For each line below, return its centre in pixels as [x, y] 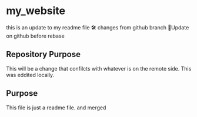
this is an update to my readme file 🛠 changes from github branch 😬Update [98, 27]
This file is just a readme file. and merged [56, 108]
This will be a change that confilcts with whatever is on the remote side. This [99, 68]
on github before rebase [35, 36]
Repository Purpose [44, 54]
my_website [36, 11]
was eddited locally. [30, 75]
